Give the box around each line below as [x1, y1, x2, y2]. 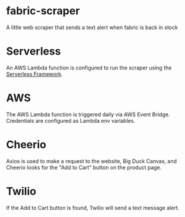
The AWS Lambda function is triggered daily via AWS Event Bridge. [6, 111, 170, 118]
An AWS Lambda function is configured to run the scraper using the [6, 64, 172, 71]
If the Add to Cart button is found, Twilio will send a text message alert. [6, 204, 180, 211]
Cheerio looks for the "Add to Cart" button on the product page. [6, 164, 162, 171]
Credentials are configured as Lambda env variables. [6, 117, 135, 124]
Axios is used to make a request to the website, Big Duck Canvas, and [6, 157, 177, 164]
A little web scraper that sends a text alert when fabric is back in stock [6, 24, 178, 31]
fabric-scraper [6, 4, 80, 18]
